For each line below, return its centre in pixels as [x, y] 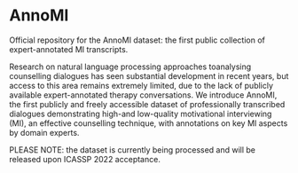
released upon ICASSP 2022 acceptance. [85, 159]
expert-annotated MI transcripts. [69, 49]
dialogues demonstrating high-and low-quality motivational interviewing [141, 114]
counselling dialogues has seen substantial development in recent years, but [149, 75]
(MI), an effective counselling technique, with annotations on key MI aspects [149, 123]
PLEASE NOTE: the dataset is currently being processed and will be [132, 149]
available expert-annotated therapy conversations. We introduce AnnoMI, [143, 95]
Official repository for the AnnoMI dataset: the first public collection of [137, 40]
